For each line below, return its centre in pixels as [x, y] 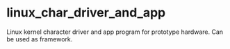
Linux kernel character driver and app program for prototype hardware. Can [115, 32]
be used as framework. [40, 39]
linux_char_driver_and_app [86, 13]
